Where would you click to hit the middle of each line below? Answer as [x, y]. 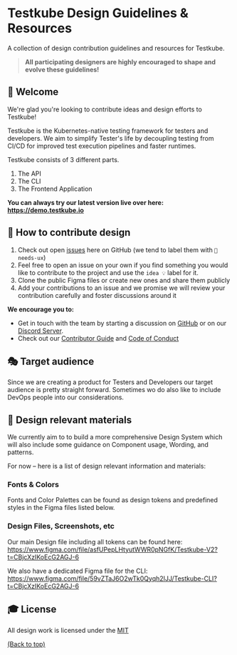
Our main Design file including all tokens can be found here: [95, 541]
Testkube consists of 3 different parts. [63, 159]
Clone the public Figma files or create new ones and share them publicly [124, 280]
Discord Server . [41, 331]
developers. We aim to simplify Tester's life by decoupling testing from [111, 138]
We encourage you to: [41, 309]
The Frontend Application [55, 189]
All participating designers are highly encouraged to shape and [120, 61]
